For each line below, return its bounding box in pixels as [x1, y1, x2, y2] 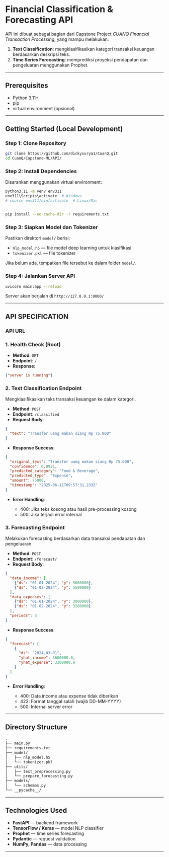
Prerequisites [5, 82, 48, 90]
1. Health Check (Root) [5, 341, 61, 348]
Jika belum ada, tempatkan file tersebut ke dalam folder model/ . [5, 260, 137, 266]
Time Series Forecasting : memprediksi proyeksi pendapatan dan [12, 56, 148, 62]
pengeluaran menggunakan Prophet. [12, 62, 89, 68]
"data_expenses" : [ [10, 594, 51, 599]
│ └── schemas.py [5, 783, 46, 788]
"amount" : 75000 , [10, 478, 46, 483]
